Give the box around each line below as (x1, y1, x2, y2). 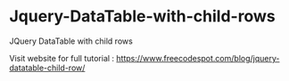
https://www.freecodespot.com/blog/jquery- (115, 53, 280, 63)
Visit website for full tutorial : (9, 53, 114, 63)
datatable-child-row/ (9, 62, 86, 73)
